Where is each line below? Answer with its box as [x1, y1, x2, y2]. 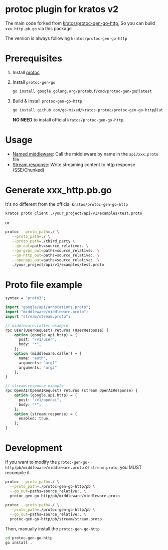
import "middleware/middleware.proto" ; [5, 310, 89, 315]
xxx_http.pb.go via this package [5, 25, 72, 31]
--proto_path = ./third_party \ [12, 239, 75, 244]
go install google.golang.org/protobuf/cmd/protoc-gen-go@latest [12, 89, 152, 94]
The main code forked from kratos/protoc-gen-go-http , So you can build [5, 20, 155, 26]
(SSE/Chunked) [12, 167, 45, 173]
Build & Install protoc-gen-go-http [12, 98, 82, 104]
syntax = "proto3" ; [5, 296, 46, 301]
